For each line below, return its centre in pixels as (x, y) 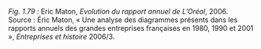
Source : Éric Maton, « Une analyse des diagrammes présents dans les (123, 20)
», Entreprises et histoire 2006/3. (62, 36)
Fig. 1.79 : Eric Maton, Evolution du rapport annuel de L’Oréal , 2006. (118, 11)
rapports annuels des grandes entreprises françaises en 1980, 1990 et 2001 (131, 28)
